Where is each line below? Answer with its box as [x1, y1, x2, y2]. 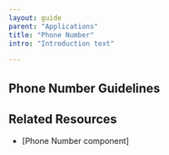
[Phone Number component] [21, 136, 129, 147]
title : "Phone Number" [8, 30, 94, 39]
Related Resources [8, 111, 117, 128]
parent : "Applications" [8, 22, 99, 31]
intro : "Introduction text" [8, 38, 115, 48]
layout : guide [8, 13, 63, 23]
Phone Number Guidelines [8, 80, 161, 96]
